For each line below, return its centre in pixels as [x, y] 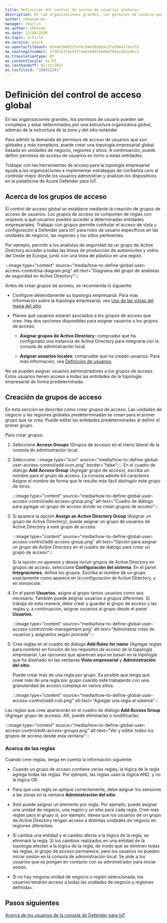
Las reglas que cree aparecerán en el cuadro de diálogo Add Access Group [83, 710]
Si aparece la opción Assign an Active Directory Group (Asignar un [82, 516]
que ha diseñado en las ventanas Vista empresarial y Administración [84, 660]
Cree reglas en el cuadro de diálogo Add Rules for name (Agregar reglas [87, 644]
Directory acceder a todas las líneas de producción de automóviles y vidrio [82, 250]
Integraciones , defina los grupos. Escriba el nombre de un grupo [79, 573]
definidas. [23, 887]
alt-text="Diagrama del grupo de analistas [116, 271]
